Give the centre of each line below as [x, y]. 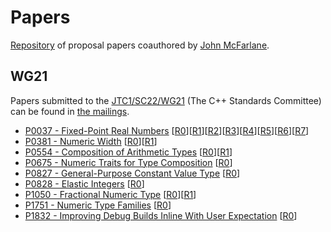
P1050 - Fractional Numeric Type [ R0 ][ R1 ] [110, 194]
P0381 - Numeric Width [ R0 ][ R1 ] [91, 141]
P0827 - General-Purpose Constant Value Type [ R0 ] [132, 173]
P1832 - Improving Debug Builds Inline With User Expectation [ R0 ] [161, 215]
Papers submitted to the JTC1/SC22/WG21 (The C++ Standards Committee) [166, 100]
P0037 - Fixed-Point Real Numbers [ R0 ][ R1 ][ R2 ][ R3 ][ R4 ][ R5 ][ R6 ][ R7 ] [167, 130]
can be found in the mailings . [70, 111]
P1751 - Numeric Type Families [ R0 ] [98, 205]
